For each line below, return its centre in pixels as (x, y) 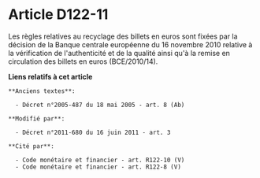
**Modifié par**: (37, 119)
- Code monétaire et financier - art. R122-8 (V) (98, 167)
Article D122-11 (58, 15)
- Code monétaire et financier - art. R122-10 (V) (100, 160)
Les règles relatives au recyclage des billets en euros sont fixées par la (123, 36)
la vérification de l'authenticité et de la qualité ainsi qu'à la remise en (119, 53)
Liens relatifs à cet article (50, 76)
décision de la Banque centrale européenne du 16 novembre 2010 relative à (130, 44)
